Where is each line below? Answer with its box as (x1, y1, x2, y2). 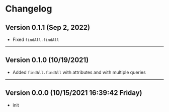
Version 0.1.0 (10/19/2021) (5, 56, 89, 65)
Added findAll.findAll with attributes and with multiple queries (12, 69, 146, 75)
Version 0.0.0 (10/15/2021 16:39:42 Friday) (5, 89, 142, 97)
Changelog (5, 3, 52, 15)
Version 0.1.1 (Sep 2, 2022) (5, 23, 91, 32)
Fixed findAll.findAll (12, 36, 59, 42)
